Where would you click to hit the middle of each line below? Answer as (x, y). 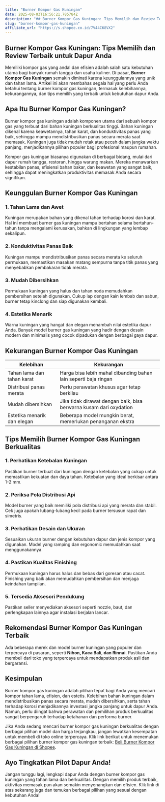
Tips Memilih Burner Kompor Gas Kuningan (73, 439)
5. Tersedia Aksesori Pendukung (45, 596)
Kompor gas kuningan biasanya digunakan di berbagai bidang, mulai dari (79, 157)
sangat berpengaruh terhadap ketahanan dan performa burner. (69, 716)
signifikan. (15, 177)
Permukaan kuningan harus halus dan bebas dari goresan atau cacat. (75, 573)
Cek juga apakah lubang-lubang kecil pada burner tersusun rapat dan (76, 511)
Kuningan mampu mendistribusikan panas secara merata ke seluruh (74, 257)
